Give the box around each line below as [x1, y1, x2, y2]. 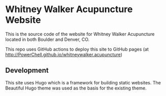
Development [5, 66, 49, 75]
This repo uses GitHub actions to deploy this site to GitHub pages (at [5, 46, 149, 52]
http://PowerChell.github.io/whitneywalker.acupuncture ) [5, 52, 123, 58]
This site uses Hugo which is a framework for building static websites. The [5, 79, 161, 85]
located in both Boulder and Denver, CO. [5, 36, 90, 42]
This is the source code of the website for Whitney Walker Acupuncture [5, 31, 155, 37]
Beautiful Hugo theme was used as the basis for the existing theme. [5, 85, 147, 91]
